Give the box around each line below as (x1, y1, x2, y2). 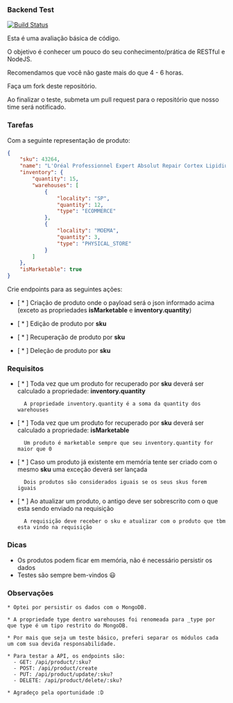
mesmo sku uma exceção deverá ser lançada (17, 465, 148, 474)
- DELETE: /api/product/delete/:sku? (13, 677, 123, 684)
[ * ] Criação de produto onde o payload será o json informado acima (17, 299, 215, 307)
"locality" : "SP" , (56, 195, 110, 202)
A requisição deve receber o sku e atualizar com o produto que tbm (24, 518, 226, 525)
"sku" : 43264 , (19, 156, 60, 163)
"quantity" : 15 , (32, 175, 79, 182)
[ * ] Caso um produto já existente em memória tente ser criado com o (17, 458, 218, 466)
